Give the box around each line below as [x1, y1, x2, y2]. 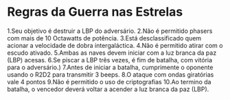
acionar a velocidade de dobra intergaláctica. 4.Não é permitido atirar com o [7, 41, 223, 49]
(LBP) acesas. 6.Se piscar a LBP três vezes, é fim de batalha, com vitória [7, 55, 213, 64]
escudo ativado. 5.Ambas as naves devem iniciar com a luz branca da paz [7, 49, 217, 57]
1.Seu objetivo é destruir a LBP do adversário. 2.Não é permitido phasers [7, 27, 213, 35]
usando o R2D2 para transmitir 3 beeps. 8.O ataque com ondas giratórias [7, 70, 214, 79]
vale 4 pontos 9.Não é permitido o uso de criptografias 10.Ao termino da [7, 77, 211, 86]
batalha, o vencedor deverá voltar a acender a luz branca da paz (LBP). [7, 85, 209, 93]
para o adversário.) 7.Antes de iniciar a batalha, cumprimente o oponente [7, 63, 214, 71]
